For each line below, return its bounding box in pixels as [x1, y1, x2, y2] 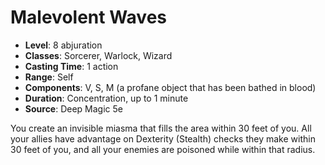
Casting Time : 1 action [24, 60, 119, 72]
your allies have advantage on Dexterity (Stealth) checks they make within [10, 132, 316, 145]
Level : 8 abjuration [24, 39, 103, 51]
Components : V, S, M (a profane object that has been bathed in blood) [24, 81, 317, 93]
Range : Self [24, 71, 74, 83]
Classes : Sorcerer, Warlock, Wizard [24, 49, 173, 61]
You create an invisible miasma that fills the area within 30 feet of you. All [10, 122, 312, 134]
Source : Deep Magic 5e [24, 102, 123, 115]
